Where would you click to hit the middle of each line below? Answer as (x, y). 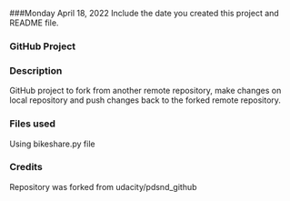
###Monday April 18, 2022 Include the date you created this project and (144, 13)
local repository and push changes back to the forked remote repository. (145, 100)
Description (36, 70)
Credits (26, 167)
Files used (33, 124)
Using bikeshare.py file (52, 144)
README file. (34, 23)
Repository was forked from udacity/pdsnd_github (103, 186)
